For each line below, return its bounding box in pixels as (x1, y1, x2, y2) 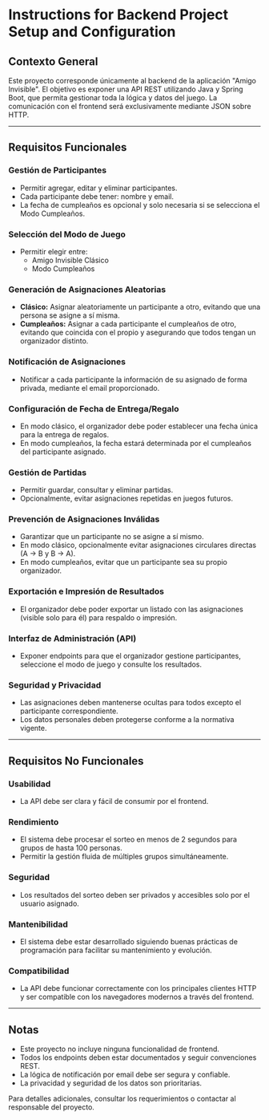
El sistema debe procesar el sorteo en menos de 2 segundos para (19, 834, 238, 844)
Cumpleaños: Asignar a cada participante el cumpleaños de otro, (19, 319, 237, 329)
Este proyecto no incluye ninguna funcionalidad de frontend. (19, 1045, 220, 1054)
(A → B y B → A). (19, 549, 76, 558)
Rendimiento (8, 816, 59, 827)
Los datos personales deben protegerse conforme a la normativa (19, 715, 235, 724)
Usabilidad (8, 778, 51, 789)
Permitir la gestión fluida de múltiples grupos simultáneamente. (19, 852, 229, 862)
